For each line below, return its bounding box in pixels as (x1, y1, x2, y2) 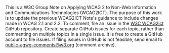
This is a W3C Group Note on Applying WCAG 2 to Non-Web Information (5, 5, 156, 10)
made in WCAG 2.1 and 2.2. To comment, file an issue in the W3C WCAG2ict (5, 20, 164, 26)
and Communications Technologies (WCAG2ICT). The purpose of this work (5, 10, 162, 16)
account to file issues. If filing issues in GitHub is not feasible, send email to (5, 36, 163, 42)
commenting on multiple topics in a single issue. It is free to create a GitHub (5, 31, 163, 37)
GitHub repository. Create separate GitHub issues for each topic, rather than (5, 26, 164, 32)
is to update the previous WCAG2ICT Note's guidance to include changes (5, 15, 158, 21)
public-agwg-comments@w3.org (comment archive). (5, 42, 116, 47)
